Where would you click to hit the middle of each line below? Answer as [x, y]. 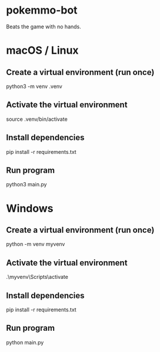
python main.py [25, 342]
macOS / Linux [42, 50]
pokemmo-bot [42, 10]
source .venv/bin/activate [37, 119]
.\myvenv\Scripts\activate [37, 277]
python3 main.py [26, 185]
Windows [30, 208]
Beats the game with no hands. [44, 27]
